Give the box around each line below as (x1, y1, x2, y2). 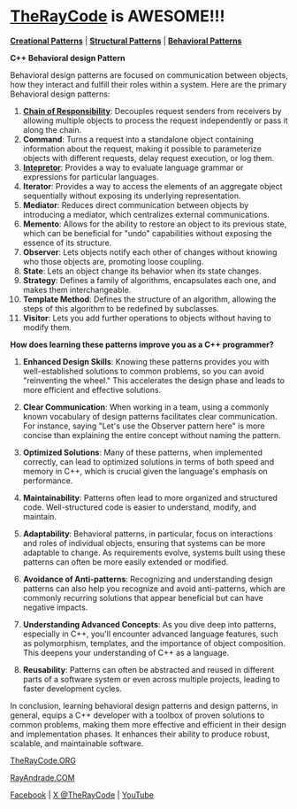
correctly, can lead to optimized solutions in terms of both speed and (22, 456, 275, 466)
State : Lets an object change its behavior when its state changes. (22, 266, 262, 276)
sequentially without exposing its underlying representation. (22, 190, 241, 201)
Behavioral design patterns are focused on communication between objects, (10, 69, 288, 81)
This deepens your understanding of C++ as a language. (22, 647, 230, 658)
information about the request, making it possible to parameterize (22, 143, 262, 154)
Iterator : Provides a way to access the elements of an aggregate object (22, 181, 283, 191)
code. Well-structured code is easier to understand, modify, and (22, 502, 257, 512)
